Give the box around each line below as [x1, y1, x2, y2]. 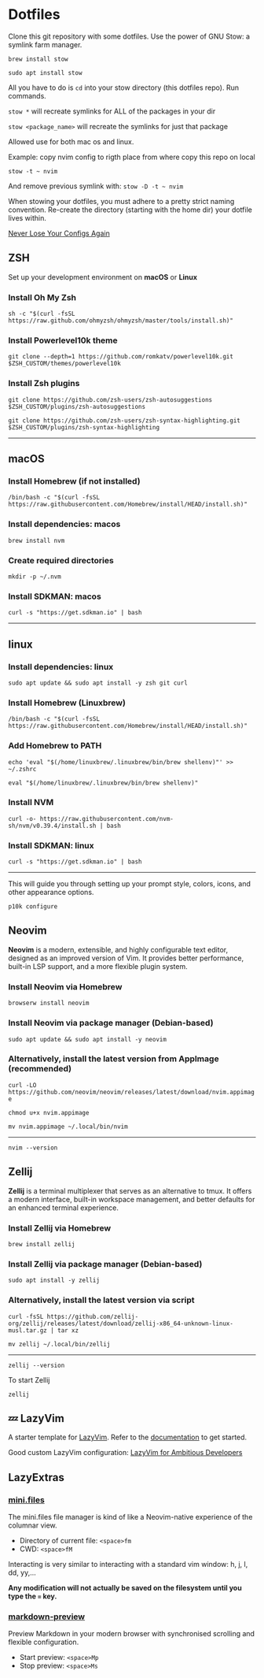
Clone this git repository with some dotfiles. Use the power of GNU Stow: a [8, 32, 250, 41]
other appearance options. [8, 888, 94, 897]
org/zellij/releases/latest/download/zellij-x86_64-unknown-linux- [8, 1320, 234, 1327]
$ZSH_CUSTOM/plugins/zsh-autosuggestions [8, 403, 146, 410]
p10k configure [8, 903, 58, 911]
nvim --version [8, 1144, 58, 1152]
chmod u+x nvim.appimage [8, 1108, 90, 1116]
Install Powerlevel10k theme [8, 335, 118, 346]
